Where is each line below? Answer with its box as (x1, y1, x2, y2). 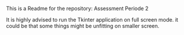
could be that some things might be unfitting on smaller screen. (6, 23, 160, 29)
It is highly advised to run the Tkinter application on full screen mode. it (6, 16, 178, 23)
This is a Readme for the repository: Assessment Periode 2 (6, 5, 149, 12)
